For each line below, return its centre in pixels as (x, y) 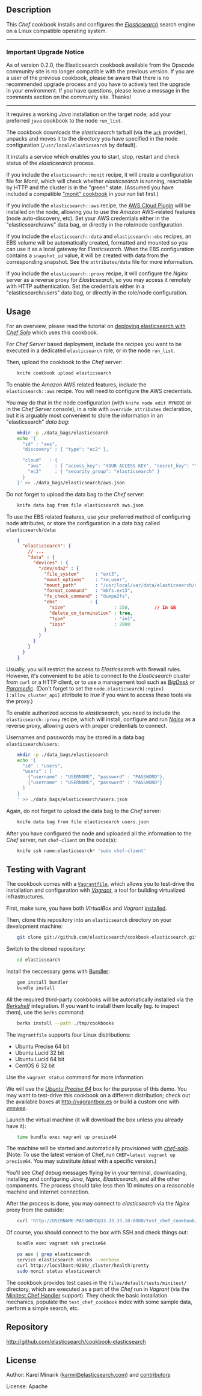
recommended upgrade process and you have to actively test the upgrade (98, 84)
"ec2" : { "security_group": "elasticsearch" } (94, 472)
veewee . (17, 1108)
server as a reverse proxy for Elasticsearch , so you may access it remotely (99, 280)
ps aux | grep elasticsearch (54, 1254)
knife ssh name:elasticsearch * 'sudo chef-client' (82, 851)
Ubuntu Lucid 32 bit (39, 1053)
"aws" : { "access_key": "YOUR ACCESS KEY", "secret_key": (109, 466)
